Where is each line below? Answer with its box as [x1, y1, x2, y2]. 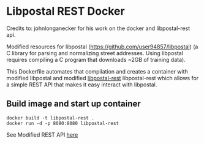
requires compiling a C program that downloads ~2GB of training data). [6, 56, 186, 63]
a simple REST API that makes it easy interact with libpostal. [6, 81, 157, 88]
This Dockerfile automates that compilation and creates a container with [6, 67, 188, 75]
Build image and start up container [6, 99, 141, 109]
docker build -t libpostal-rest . [6, 115, 95, 121]
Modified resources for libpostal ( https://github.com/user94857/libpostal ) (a [6, 43, 198, 50]
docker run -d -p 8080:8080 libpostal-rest [6, 120, 119, 126]
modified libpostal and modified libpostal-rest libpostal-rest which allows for [6, 74, 199, 81]
